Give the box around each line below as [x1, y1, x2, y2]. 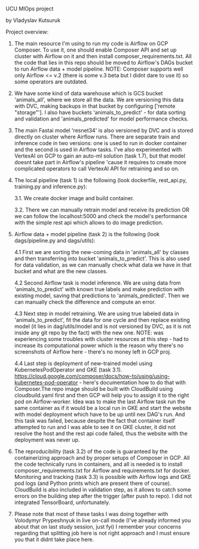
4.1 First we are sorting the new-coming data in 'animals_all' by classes [14, 249, 189, 255]
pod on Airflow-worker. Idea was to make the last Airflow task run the [14, 398, 186, 405]
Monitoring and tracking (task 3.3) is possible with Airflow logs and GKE [14, 473, 192, 480]
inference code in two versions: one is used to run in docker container [14, 140, 187, 146]
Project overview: [5, 28, 49, 35]
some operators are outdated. [14, 78, 88, 85]
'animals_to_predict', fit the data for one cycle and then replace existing [14, 316, 190, 323]
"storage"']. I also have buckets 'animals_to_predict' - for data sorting [14, 109, 186, 116]
